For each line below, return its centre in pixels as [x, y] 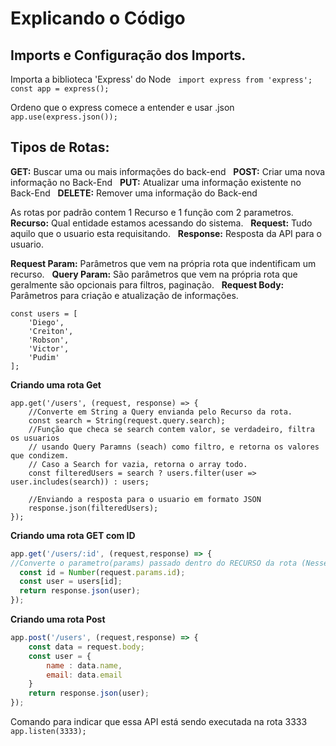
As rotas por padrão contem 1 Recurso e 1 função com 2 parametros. [152, 212]
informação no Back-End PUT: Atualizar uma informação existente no [156, 182]
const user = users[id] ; [71, 582]
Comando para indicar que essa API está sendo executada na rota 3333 [159, 722]
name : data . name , [84, 665]
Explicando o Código [98, 18]
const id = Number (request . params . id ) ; [102, 572]
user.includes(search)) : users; [80, 482]
